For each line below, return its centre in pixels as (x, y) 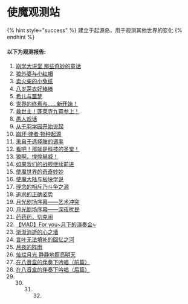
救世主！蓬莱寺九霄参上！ (47, 112)
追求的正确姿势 (34, 194)
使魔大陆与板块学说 (40, 179)
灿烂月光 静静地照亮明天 (46, 255)
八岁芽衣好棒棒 (34, 89)
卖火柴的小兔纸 (34, 81)
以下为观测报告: (26, 51)
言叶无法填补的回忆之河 (45, 239)
